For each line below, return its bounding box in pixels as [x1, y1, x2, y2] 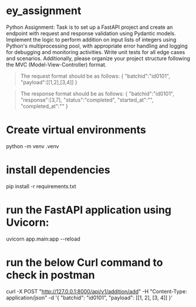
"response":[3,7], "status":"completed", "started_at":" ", [20, 96, 154, 104]
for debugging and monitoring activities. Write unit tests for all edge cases [6, 48, 185, 55]
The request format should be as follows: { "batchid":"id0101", [20, 72, 170, 79]
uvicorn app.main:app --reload [6, 235, 80, 242]
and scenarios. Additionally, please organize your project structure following [6, 55, 191, 62]
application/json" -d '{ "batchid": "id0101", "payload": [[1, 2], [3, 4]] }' [6, 294, 173, 301]
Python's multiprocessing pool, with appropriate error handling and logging [6, 42, 188, 49]
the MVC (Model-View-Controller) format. [6, 61, 107, 68]
